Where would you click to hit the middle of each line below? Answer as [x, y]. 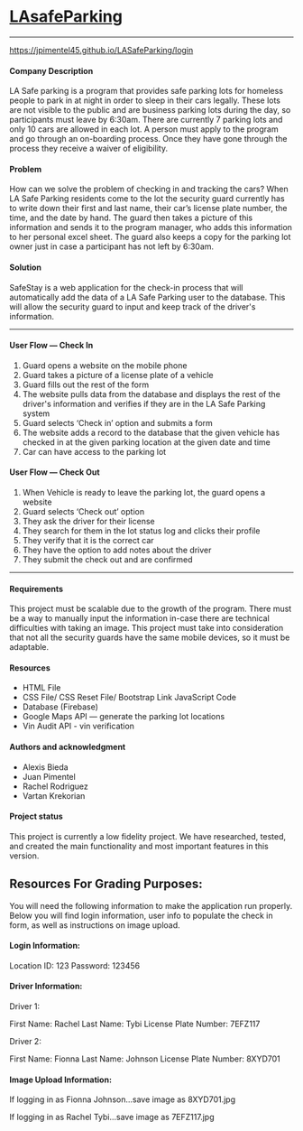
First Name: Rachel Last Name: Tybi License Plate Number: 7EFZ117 [135, 1024]
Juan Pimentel [49, 776]
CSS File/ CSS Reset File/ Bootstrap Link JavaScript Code [129, 698]
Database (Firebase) [60, 707]
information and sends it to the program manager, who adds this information [151, 227]
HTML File [41, 688]
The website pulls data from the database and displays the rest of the [151, 394]
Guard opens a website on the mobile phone [105, 365]
